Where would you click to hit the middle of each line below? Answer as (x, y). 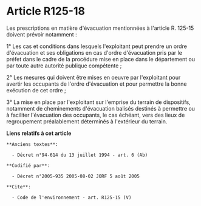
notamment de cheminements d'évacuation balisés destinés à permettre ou (101, 108)
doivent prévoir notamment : (42, 34)
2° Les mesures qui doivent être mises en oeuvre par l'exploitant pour (94, 77)
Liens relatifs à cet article (39, 133)
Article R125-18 (46, 11)
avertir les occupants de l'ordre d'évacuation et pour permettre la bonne (97, 84)
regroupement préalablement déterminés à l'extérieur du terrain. (87, 121)
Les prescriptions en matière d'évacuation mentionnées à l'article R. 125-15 (100, 28)
